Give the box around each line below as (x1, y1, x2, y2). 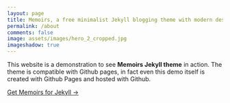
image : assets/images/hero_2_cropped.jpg (7, 35, 127, 42)
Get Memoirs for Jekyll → (7, 88, 79, 96)
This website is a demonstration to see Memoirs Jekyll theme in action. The (7, 61, 222, 68)
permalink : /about (7, 23, 60, 29)
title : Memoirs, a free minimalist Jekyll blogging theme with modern (7, 16, 213, 23)
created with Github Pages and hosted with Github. (7, 75, 151, 83)
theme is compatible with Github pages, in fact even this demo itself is (7, 68, 205, 76)
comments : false (7, 29, 53, 36)
